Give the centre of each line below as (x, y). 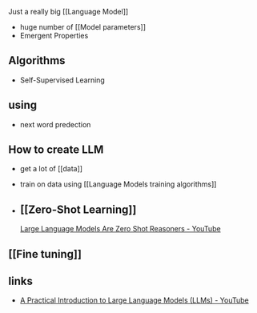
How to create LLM (56, 150)
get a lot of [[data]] (51, 169)
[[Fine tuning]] (45, 254)
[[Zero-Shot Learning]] (78, 209)
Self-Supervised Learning (62, 80)
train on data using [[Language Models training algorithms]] (118, 184)
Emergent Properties (54, 36)
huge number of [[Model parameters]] (83, 27)
